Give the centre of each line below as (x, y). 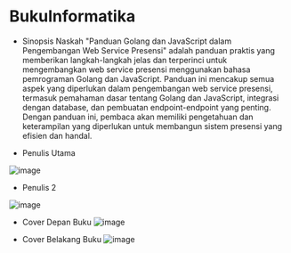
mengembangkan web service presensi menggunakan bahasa (136, 69)
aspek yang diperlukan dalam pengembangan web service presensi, (147, 88)
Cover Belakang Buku (62, 239)
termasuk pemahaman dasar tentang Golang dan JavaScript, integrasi (150, 98)
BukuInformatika (73, 16)
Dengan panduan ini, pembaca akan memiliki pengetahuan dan (137, 117)
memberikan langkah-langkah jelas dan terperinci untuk (125, 60)
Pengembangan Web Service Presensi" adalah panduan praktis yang (149, 50)
